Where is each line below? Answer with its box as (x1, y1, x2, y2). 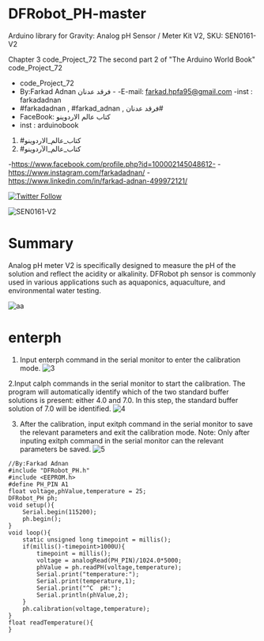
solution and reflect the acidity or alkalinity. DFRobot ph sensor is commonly (8, 269, 257, 278)
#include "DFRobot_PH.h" (8, 466, 90, 474)
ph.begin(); (22, 515, 62, 522)
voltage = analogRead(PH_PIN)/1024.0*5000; (36, 556, 182, 564)
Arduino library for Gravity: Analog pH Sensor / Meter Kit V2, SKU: (8, 31, 224, 40)
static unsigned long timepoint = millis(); (22, 535, 172, 544)
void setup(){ (8, 501, 55, 509)
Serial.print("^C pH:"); (36, 584, 123, 592)
